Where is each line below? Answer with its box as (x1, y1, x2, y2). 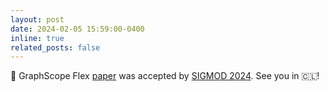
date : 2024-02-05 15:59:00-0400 (10, 24, 145, 34)
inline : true (10, 33, 65, 43)
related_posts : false (10, 42, 101, 53)
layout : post (10, 14, 65, 25)
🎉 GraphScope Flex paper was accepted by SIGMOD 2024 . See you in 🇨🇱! (10, 70, 320, 82)
